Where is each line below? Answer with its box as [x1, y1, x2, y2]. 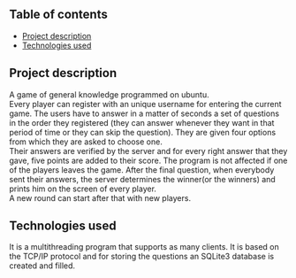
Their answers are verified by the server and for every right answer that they [9, 145, 288, 156]
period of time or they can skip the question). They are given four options [9, 127, 277, 137]
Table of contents [9, 7, 108, 22]
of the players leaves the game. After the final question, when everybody [9, 164, 275, 175]
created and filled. [9, 260, 76, 271]
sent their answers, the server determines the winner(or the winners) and [9, 174, 276, 184]
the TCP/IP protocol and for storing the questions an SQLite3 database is [9, 251, 275, 262]
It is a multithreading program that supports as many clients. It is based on [9, 242, 280, 252]
